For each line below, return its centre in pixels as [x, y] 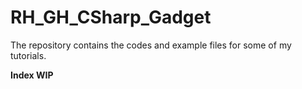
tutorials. [28, 55]
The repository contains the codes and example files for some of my [151, 45]
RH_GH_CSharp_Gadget [111, 17]
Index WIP [32, 75]
